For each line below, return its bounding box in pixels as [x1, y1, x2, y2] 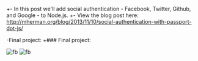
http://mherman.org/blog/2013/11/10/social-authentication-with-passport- [6, 18, 192, 25]
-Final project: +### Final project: [6, 37, 91, 43]
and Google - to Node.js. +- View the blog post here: [6, 12, 139, 19]
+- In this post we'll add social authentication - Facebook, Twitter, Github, [6, 5, 191, 12]
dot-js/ [6, 24, 23, 32]
